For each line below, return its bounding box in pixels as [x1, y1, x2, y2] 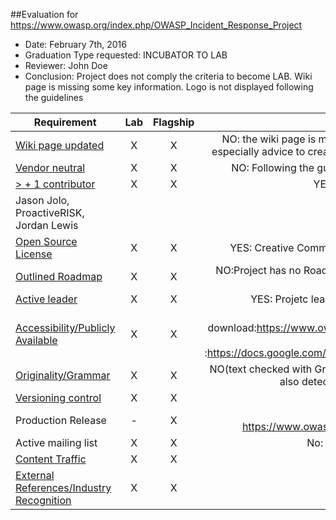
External [15, 469, 55, 482]
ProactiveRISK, [15, 206, 85, 219]
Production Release [15, 414, 107, 427]
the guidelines [24, 92, 84, 103]
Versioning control [15, 391, 102, 404]
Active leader [15, 292, 78, 306]
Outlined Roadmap [15, 270, 103, 283]
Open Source [15, 235, 78, 248]
